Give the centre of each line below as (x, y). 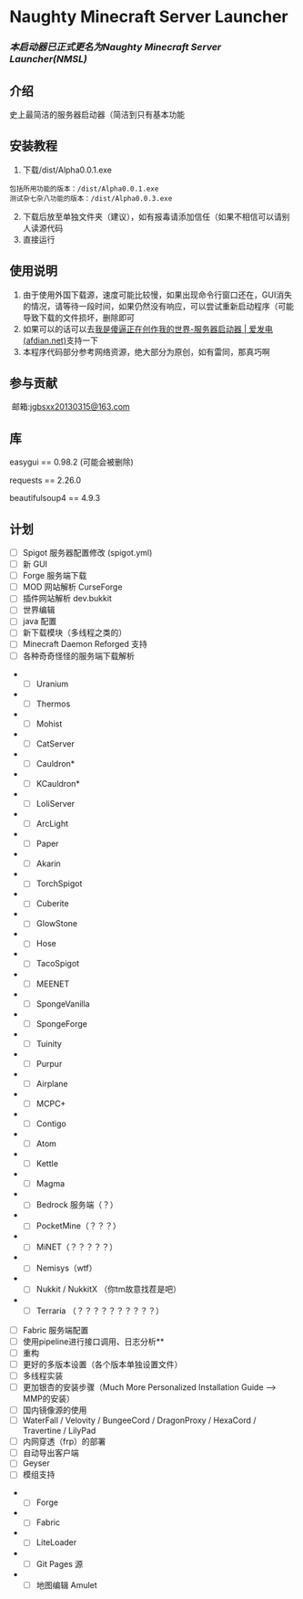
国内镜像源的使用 (55, 1410)
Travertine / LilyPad (59, 1431)
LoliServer (56, 803)
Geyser (36, 1463)
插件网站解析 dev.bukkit (67, 599)
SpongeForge (62, 1023)
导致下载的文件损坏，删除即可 (78, 318)
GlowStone (57, 924)
